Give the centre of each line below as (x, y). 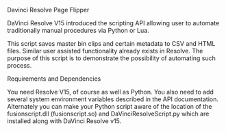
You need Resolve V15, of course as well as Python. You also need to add (111, 92)
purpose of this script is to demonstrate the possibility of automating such (111, 58)
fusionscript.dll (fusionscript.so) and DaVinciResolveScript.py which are (108, 114)
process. (20, 65)
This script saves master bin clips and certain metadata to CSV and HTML (111, 43)
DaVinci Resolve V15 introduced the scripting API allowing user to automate (113, 23)
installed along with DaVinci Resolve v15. (64, 121)
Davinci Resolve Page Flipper (48, 10)
